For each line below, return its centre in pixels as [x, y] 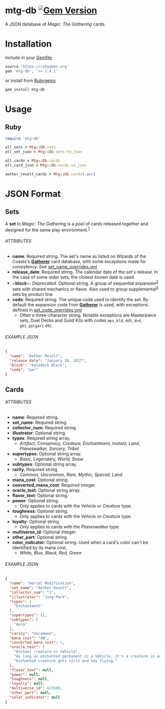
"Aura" [21, 624]
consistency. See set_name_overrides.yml [55, 266]
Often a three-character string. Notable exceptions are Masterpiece [88, 315]
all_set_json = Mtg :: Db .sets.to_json [44, 152]
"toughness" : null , [29, 679]
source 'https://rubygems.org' [37, 66]
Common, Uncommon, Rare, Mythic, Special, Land [71, 474]
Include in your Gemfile [29, 57]
